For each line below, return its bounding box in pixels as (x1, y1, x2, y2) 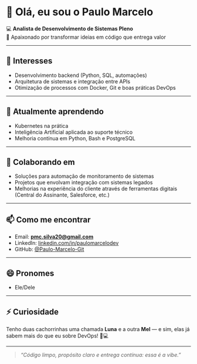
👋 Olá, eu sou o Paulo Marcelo (6, 5, 154, 19)
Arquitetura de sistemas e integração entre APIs (14, 77, 131, 85)
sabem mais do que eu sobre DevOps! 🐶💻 (6, 332, 108, 339)
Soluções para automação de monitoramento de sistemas (14, 173, 154, 180)
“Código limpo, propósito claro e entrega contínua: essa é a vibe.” (20, 351, 181, 358)
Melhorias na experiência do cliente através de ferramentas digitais (14, 185, 178, 193)
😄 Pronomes (6, 268, 55, 278)
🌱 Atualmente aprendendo (6, 107, 104, 117)
